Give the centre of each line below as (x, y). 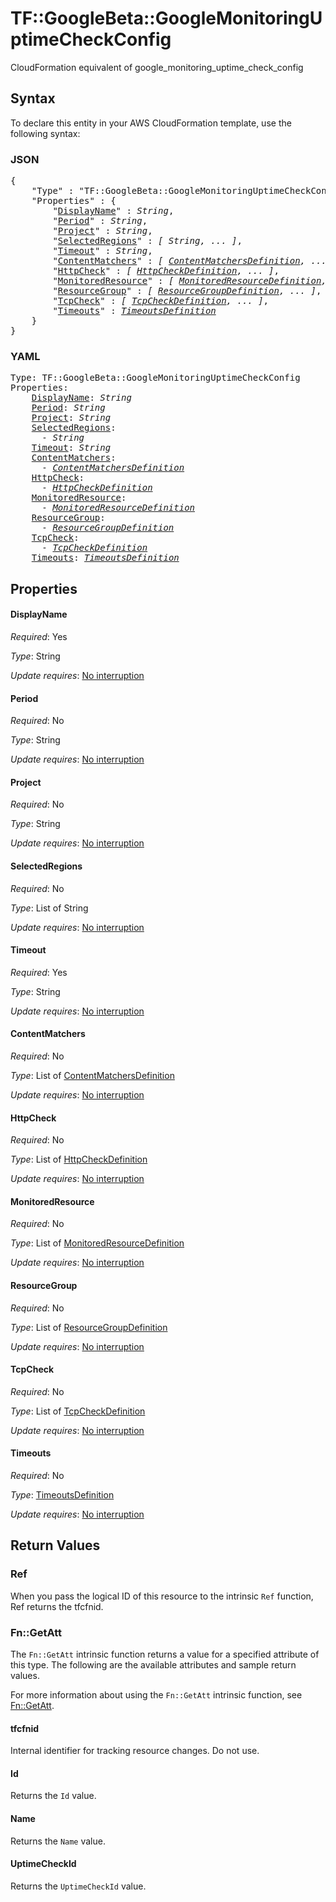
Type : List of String (49, 908)
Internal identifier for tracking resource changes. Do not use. (135, 1751)
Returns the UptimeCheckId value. (78, 1886)
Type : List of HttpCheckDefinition (79, 1159)
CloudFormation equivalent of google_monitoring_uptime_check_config (157, 67)
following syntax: (45, 133)
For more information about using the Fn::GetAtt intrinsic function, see (156, 1694)
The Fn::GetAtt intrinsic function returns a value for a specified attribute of (165, 1654)
